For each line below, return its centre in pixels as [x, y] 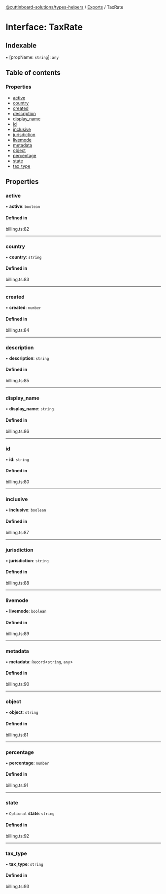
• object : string [22, 712]
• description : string [27, 358]
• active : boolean [23, 206]
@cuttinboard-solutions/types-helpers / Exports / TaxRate [65, 7]
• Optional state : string [30, 813]
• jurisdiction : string [27, 560]
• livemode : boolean [26, 611]
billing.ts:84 [17, 330]
